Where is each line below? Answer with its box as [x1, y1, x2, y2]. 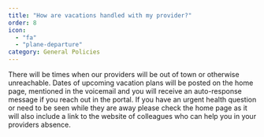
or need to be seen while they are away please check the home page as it [8, 103, 248, 113]
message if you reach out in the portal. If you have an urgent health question [8, 95, 257, 104]
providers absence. [8, 120, 71, 129]
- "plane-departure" [15, 41, 83, 49]
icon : [8, 26, 26, 34]
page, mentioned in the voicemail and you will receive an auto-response [8, 87, 242, 95]
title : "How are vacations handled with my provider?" [8, 11, 192, 20]
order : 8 [8, 19, 37, 27]
